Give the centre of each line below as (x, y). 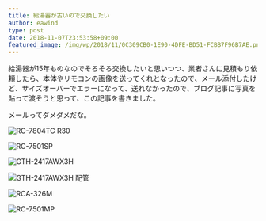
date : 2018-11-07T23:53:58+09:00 (63, 38)
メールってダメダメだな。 (49, 115)
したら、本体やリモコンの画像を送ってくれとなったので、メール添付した (132, 78)
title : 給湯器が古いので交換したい (59, 15)
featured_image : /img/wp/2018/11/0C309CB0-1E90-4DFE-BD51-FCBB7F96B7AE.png (136, 45)
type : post (26, 30)
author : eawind (33, 23)
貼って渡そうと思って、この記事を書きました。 (84, 98)
